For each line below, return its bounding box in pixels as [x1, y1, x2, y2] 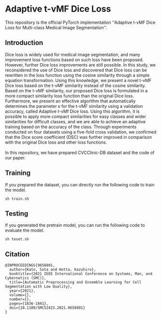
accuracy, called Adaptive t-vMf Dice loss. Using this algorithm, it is [5, 108, 140, 114]
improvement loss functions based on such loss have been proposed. [5, 57, 144, 63]
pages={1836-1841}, [9, 301, 49, 306]
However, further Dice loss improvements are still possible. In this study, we [5, 62, 156, 67]
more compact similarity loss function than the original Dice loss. [5, 93, 134, 99]
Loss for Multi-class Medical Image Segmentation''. [5, 24, 107, 30]
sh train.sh [5, 196, 29, 201]
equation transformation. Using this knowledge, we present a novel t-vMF [5, 77, 152, 83]
